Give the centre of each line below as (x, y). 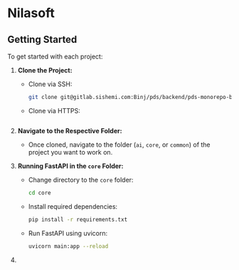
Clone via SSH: (50, 84)
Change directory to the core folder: (81, 180)
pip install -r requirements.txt (78, 219)
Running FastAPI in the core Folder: (70, 166)
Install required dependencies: (73, 206)
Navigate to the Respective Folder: (70, 130)
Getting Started (42, 40)
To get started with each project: (55, 56)
